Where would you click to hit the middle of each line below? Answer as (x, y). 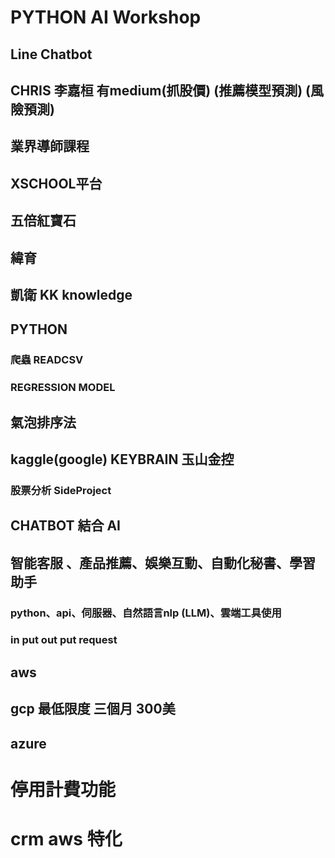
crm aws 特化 (66, 839)
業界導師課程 (50, 146)
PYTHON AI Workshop (106, 17)
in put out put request (64, 640)
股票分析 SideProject (61, 490)
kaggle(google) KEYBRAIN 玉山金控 (122, 459)
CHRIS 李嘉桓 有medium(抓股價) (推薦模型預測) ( (160, 90)
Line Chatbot (51, 54)
